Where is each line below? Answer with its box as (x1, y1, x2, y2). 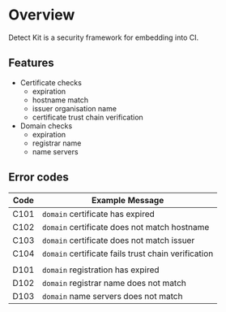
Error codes (8, 171, 69, 184)
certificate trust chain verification (32, 112, 143, 122)
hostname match (32, 95, 89, 105)
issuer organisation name (32, 103, 117, 113)
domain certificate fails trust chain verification (41, 248, 214, 259)
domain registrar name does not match (41, 277, 186, 288)
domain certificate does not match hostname (41, 221, 210, 232)
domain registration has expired (41, 264, 160, 275)
